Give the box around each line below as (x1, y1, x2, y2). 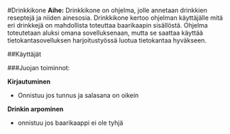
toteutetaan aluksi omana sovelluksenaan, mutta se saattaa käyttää (7, 28, 204, 37)
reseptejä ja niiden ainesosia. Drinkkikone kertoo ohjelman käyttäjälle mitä (7, 13, 224, 22)
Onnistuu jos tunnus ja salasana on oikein (17, 91, 139, 99)
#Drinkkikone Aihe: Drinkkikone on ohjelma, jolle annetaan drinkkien (7, 6, 207, 14)
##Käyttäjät (7, 50, 41, 58)
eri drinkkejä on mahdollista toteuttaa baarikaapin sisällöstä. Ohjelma (7, 21, 208, 29)
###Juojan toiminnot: (7, 64, 70, 72)
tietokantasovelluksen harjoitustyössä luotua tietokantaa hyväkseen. (7, 36, 207, 45)
